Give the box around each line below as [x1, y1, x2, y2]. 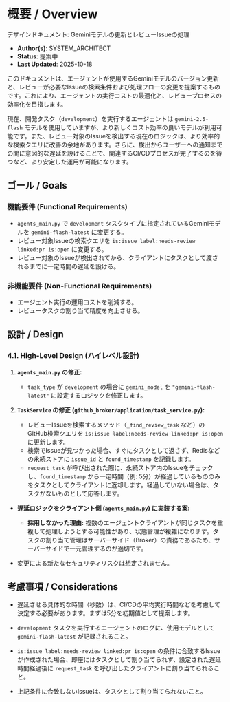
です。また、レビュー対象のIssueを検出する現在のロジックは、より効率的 [12, 131, 220, 140]
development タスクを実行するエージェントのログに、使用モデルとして [16, 624, 215, 632]
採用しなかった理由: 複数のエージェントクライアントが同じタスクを [27, 518, 218, 526]
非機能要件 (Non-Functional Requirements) [7, 281, 152, 290]
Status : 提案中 [16, 52, 58, 61]
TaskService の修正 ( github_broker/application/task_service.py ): [16, 405, 205, 414]
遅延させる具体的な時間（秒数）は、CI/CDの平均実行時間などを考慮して [16, 600, 221, 609]
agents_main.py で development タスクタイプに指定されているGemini [16, 219, 209, 227]
